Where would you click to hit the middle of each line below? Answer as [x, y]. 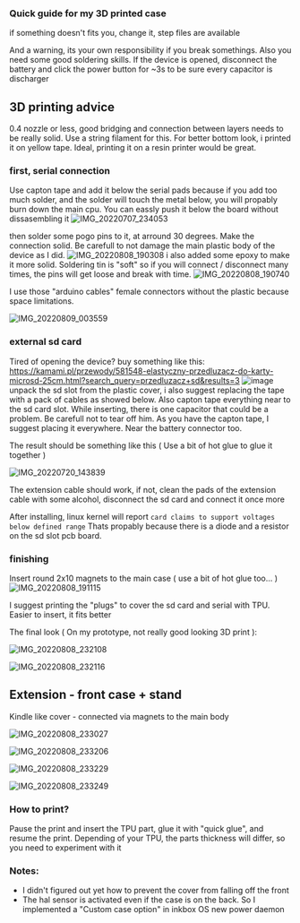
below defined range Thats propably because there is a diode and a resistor [149, 526]
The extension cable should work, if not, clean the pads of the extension [142, 489]
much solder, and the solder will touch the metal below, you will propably [143, 200]
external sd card [46, 341]
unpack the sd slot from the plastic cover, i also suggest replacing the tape [147, 390]
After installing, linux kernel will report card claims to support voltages [142, 516]
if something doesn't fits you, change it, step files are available [124, 33]
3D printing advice [62, 107]
